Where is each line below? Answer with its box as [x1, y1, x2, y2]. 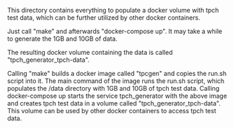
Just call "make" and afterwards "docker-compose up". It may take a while [7, 27, 223, 35]
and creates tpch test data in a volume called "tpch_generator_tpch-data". [7, 99, 221, 108]
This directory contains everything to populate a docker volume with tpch [7, 6, 219, 14]
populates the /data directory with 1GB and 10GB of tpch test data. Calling [7, 84, 220, 92]
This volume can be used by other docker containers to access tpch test [7, 107, 216, 115]
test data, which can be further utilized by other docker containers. [7, 13, 201, 22]
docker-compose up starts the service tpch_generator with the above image [7, 91, 228, 100]
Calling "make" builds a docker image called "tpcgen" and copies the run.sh [7, 70, 227, 77]
